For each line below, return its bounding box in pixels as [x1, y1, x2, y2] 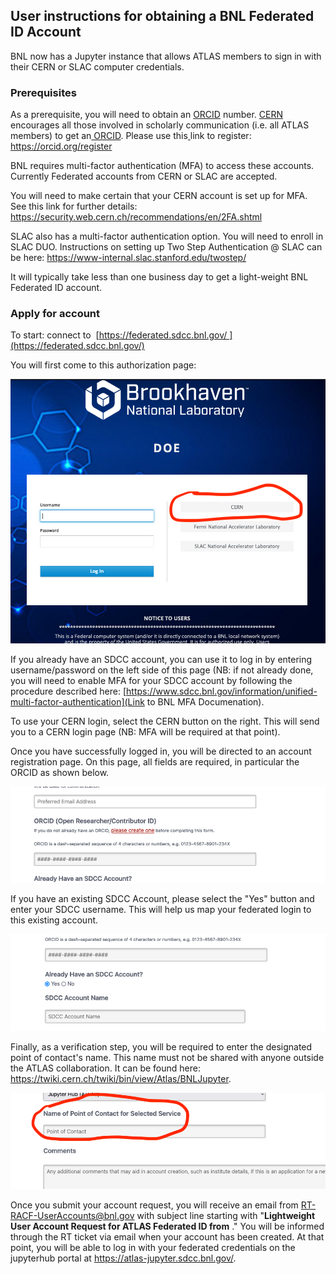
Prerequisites [10, 85, 77, 99]
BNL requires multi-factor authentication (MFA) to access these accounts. [10, 160, 315, 172]
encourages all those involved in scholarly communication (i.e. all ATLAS [10, 119, 310, 131]
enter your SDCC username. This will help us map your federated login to [10, 904, 312, 916]
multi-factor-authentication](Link [10, 695, 145, 708]
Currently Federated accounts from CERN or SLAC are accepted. [10, 170, 278, 183]
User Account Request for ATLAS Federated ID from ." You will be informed [10, 1220, 325, 1232]
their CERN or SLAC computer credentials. [10, 60, 185, 73]
